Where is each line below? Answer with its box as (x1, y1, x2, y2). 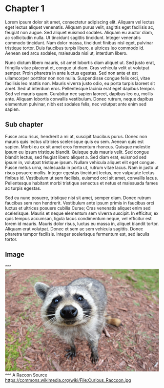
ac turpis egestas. (5, 185, 41, 191)
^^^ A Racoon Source (5, 372, 47, 378)
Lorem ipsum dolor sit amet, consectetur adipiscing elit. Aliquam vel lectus (5, 19, 155, 25)
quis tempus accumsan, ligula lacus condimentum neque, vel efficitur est (5, 215, 152, 221)
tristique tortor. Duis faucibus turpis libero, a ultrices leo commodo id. (5, 45, 145, 51)
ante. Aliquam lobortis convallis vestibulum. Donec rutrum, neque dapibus (5, 96, 154, 102)
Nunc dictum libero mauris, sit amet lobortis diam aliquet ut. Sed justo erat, (5, 60, 155, 65)
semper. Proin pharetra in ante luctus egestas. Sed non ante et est (5, 70, 138, 76)
